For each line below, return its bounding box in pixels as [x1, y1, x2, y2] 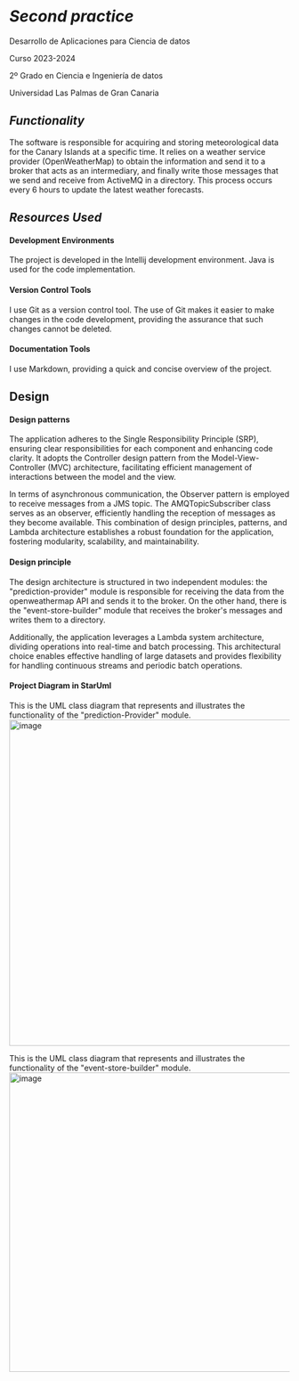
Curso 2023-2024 [9, 53, 76, 63]
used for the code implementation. [9, 264, 136, 275]
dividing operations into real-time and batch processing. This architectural [9, 641, 281, 652]
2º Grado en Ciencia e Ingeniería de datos [9, 69, 163, 81]
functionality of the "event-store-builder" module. [9, 1062, 191, 1073]
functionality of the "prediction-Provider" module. [9, 710, 191, 720]
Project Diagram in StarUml [9, 680, 112, 691]
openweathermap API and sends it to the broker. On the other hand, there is [9, 595, 287, 606]
